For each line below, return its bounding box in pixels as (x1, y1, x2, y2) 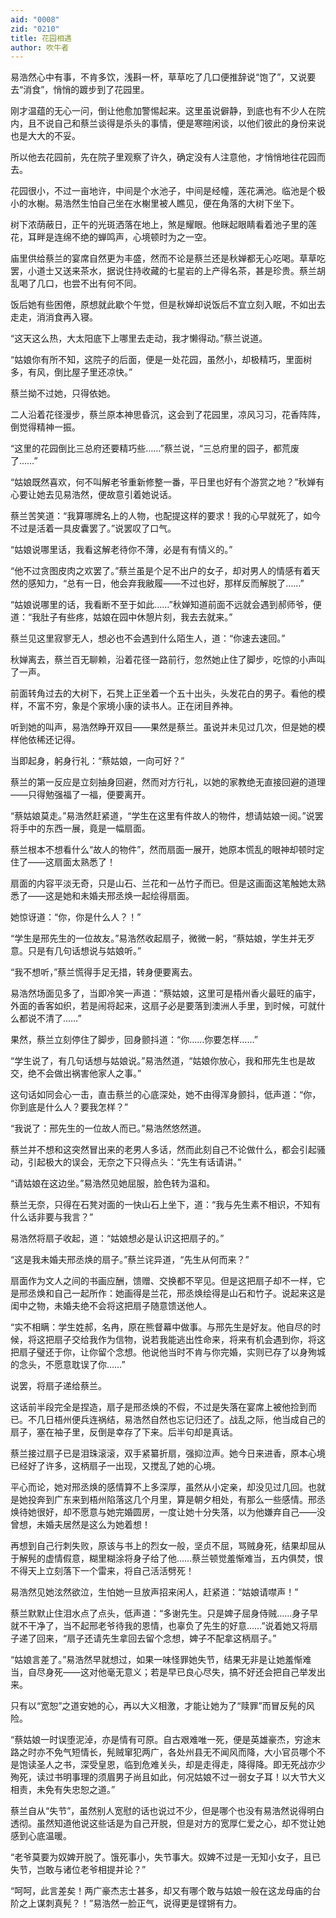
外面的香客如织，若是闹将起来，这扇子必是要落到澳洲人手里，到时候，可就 (10, 1000, 317, 1012)
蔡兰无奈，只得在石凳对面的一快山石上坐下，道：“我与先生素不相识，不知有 (10, 1199, 322, 1211)
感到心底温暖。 (10, 1830, 72, 1842)
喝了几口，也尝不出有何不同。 (18, 277, 142, 290)
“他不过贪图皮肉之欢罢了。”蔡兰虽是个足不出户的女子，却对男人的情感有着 (10, 565, 312, 577)
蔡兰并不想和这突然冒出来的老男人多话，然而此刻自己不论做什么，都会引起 (10, 1144, 317, 1156)
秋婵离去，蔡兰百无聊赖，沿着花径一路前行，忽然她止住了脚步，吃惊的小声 (10, 654, 317, 666)
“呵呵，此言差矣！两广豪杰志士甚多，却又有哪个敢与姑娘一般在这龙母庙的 (10, 1885, 313, 1897)
